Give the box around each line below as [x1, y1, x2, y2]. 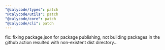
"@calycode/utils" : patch [5, 12, 58, 17]
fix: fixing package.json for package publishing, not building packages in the [5, 34, 160, 40]
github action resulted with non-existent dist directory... [5, 40, 118, 46]
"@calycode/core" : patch [5, 16, 56, 21]
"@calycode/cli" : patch [5, 21, 54, 26]
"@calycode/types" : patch [5, 7, 58, 12]
